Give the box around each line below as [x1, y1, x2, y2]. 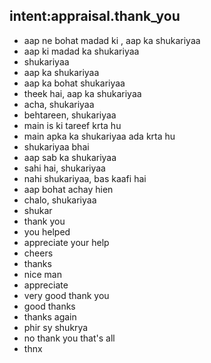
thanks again [23, 310, 77, 323]
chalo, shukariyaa [23, 194, 97, 206]
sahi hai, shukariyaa [23, 162, 106, 174]
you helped [23, 225, 71, 238]
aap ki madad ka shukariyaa [23, 45, 140, 57]
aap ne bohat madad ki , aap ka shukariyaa [23, 34, 201, 46]
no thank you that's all [23, 332, 116, 344]
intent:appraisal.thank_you [9, 8, 181, 25]
